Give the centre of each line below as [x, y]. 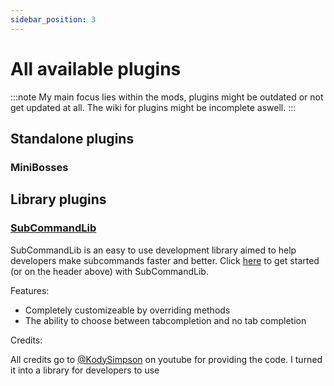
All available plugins [96, 68]
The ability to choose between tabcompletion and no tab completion [165, 320]
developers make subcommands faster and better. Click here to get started [165, 260]
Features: [30, 290]
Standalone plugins [72, 138]
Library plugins [58, 199]
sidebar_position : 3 [53, 19]
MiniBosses [39, 167]
